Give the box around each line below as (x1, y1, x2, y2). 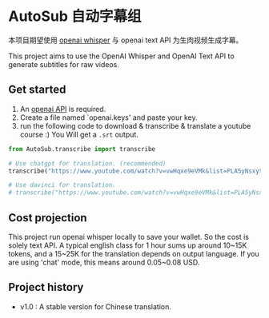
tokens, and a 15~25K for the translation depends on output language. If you (8, 248, 259, 258)
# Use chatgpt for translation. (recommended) (8, 159, 167, 168)
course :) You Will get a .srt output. (19, 129, 139, 139)
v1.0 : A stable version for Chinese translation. (19, 301, 172, 312)
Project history (8, 280, 84, 294)
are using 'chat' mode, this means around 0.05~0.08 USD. (8, 257, 200, 267)
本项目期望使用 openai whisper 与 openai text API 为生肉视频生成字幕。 (8, 35, 243, 45)
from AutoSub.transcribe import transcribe (8, 145, 156, 153)
